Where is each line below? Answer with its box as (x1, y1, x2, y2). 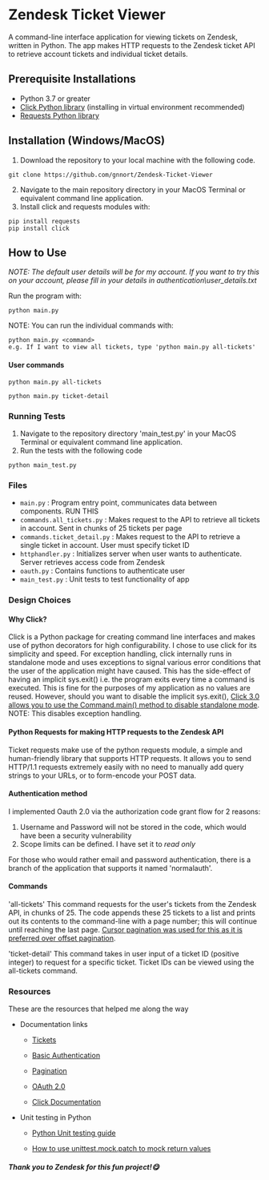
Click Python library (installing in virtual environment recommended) (19, 102, 246, 111)
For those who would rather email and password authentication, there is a (8, 855, 251, 864)
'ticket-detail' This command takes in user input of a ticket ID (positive (8, 948, 239, 958)
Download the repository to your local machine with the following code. (19, 155, 256, 165)
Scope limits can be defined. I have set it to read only (19, 839, 196, 848)
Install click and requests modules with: (19, 202, 151, 211)
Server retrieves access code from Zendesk (19, 558, 166, 567)
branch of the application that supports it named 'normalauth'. (8, 863, 213, 872)
